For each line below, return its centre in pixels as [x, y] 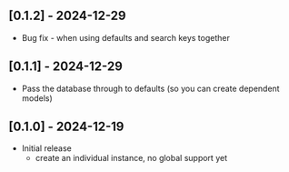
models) [37, 98]
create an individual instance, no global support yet [131, 158]
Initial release [46, 148]
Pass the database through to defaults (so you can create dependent [150, 88]
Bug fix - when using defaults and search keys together [126, 37]
